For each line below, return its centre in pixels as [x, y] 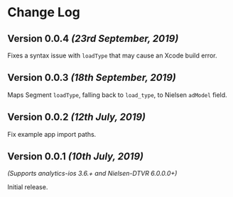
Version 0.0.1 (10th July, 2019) [76, 157]
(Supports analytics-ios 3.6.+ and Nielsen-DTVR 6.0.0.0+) [92, 174]
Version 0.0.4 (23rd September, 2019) [93, 39]
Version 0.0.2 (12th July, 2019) [76, 117]
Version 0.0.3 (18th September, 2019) [92, 78]
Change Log [44, 12]
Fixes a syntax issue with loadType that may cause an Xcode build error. [112, 55]
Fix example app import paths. [52, 134]
